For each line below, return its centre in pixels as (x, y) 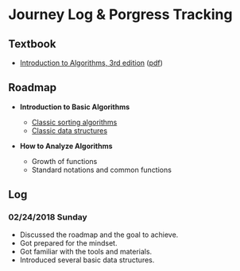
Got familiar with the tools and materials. (86, 251)
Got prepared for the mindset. (68, 242)
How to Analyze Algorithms (66, 146)
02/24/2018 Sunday (48, 217)
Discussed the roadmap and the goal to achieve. (99, 235)
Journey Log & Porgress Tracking (120, 15)
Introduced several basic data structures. (87, 260)
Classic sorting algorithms (74, 122)
